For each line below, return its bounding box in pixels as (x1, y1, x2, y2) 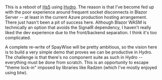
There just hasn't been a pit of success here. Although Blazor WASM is (5, 19, 146, 25)
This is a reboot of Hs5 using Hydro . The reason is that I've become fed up (5, 4, 154, 10)
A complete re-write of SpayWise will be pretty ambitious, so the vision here (5, 44, 158, 50)
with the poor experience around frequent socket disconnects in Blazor (5, 9, 147, 15)
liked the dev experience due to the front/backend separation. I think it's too (5, 30, 157, 35)
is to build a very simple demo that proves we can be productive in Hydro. (5, 49, 153, 55)
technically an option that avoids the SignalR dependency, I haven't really (5, 25, 151, 30)
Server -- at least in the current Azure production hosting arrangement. (5, 14, 147, 20)
